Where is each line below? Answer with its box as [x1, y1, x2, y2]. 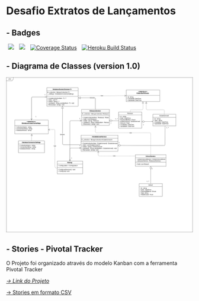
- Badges [6, 28, 40, 38]
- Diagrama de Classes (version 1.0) [6, 61, 140, 72]
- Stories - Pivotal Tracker [6, 244, 103, 254]
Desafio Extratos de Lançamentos [6, 4, 176, 18]
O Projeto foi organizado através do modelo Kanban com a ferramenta [6, 259, 178, 267]
